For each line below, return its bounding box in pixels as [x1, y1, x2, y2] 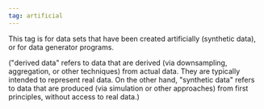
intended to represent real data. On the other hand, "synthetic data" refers [8, 75, 255, 84]
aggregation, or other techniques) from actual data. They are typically [8, 66, 241, 76]
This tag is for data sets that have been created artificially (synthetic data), [8, 34, 257, 43]
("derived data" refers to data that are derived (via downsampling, [8, 58, 228, 67]
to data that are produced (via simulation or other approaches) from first [8, 83, 249, 93]
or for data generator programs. [8, 42, 115, 52]
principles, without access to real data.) [8, 91, 140, 101]
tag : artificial [8, 11, 63, 20]
